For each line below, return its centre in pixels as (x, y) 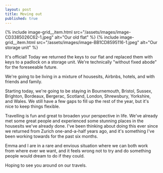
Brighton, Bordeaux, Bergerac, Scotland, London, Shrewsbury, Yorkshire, (78, 96)
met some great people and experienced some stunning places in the (74, 121)
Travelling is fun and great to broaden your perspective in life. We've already (81, 116)
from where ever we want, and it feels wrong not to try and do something (78, 151)
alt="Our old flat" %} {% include (87, 37)
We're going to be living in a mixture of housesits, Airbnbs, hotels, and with (80, 77)
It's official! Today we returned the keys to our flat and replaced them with (79, 57)
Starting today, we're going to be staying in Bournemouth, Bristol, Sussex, (79, 91)
